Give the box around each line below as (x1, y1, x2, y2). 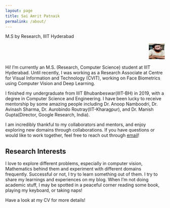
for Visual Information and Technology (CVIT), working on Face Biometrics (5, 75, 160, 81)
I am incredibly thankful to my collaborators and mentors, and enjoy (5, 121, 146, 128)
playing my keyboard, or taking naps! (5, 187, 82, 193)
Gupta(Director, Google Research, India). (5, 112, 90, 118)
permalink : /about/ (5, 19, 47, 24)
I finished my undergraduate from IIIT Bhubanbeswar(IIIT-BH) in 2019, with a (5, 90, 164, 96)
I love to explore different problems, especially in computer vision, (5, 160, 143, 167)
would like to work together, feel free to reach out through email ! (5, 132, 140, 139)
